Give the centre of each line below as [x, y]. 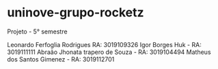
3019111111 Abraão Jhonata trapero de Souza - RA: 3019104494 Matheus [109, 52]
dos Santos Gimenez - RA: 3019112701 [61, 59]
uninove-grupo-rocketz [76, 13]
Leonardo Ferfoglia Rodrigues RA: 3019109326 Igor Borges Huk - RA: [104, 44]
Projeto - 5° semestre [37, 31]
